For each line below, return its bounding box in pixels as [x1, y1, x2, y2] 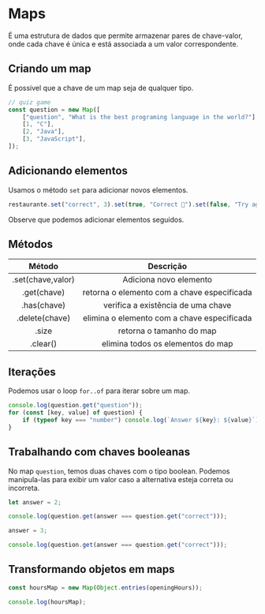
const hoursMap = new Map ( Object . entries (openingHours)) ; [8, 583, 203, 592]
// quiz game [8, 98, 51, 107]
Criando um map [8, 62, 92, 76]
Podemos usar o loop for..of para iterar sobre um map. [8, 386, 191, 395]
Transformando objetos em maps [8, 563, 175, 576]
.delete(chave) [16, 313, 71, 324]
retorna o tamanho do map [118, 325, 217, 336]
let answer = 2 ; [8, 498, 62, 506]
